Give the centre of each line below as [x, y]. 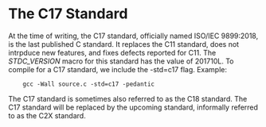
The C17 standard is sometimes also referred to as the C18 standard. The [128, 98]
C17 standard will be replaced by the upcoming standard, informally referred [133, 107]
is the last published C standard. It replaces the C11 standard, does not [124, 44]
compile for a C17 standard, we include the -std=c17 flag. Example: [118, 69]
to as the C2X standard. [47, 115]
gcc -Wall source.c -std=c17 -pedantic [89, 84]
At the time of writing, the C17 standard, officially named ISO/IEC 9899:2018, [133, 36]
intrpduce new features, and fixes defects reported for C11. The [112, 52]
